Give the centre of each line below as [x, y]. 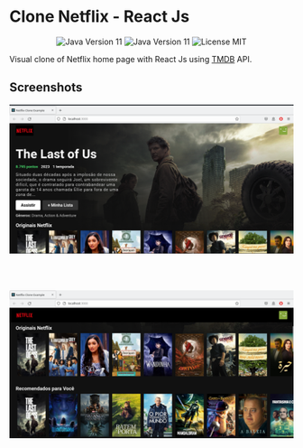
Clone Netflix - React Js [100, 17]
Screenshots [46, 88]
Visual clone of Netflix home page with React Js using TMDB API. [131, 59]
